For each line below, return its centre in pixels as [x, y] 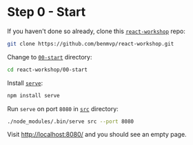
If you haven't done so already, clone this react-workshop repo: [96, 31]
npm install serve [33, 95]
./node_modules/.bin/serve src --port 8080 [71, 122]
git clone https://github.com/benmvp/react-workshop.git [91, 43]
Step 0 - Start [47, 12]
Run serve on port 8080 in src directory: [63, 108]
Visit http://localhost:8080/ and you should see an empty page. [97, 135]
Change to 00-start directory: [50, 57]
